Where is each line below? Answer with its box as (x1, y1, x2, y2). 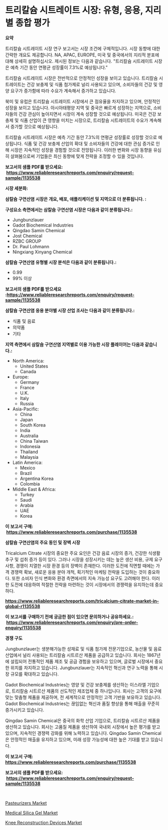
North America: (12, 358, 44, 364)
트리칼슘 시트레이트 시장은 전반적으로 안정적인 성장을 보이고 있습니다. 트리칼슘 (5, 75, 158, 81)
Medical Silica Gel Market (5, 809, 58, 816)
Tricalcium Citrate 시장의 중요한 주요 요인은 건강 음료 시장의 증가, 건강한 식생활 (5, 550, 160, 556)
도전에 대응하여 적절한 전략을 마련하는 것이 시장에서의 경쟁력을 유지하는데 (10, 581, 154, 587)
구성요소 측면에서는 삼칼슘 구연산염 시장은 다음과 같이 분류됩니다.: (5, 206, 133, 213)
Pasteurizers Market (5, 800, 47, 806)
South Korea (20, 422, 46, 428)
